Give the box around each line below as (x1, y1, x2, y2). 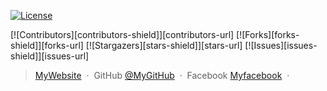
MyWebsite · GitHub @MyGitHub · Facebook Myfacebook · (34, 70, 290, 81)
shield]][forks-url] (10, 40, 84, 51)
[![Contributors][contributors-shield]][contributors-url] (10, 29, 235, 40)
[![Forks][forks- (236, 29, 300, 40)
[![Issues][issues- (244, 40, 318, 51)
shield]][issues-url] (10, 50, 90, 62)
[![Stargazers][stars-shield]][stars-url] (85, 40, 243, 51)
